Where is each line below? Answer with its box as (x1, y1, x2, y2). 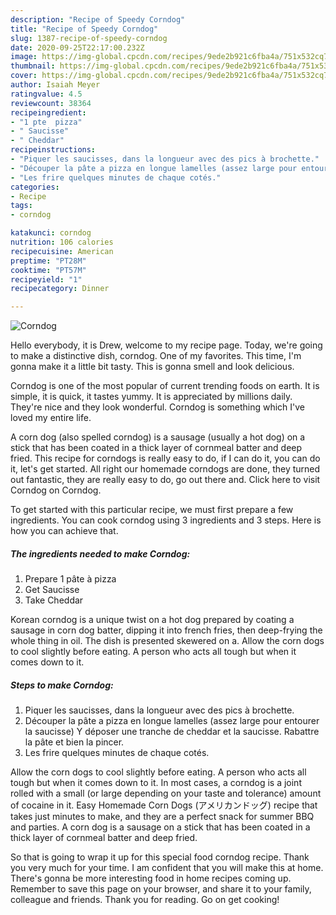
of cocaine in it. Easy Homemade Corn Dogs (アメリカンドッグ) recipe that (10, 799, 318, 811)
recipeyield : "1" (10, 274, 83, 285)
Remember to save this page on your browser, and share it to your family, (10, 883, 312, 895)
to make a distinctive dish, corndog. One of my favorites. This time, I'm (10, 350, 302, 362)
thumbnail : (10, 61, 56, 71)
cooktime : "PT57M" (10, 265, 87, 275)
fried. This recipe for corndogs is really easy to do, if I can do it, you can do (10, 452, 321, 465)
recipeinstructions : (10, 145, 97, 155)
